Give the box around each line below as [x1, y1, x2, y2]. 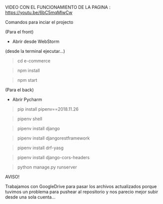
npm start [17, 77, 37, 83]
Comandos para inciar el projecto [5, 19, 74, 25]
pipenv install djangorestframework [17, 135, 90, 141]
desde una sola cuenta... [5, 194, 56, 200]
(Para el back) [5, 87, 34, 93]
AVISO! [5, 174, 20, 180]
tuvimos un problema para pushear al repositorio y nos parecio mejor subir [5, 189, 159, 195]
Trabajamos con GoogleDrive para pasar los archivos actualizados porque [5, 184, 157, 189]
